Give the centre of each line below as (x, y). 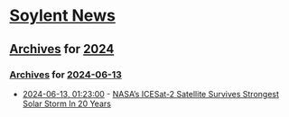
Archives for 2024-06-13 (65, 75)
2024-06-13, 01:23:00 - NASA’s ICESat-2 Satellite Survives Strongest (151, 94)
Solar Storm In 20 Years (66, 103)
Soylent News (62, 16)
